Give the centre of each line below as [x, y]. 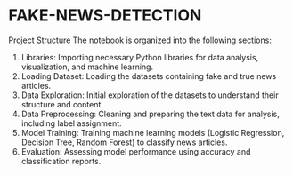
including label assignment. [71, 123]
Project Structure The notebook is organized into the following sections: [140, 40]
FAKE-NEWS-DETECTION [105, 16]
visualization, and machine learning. [87, 67]
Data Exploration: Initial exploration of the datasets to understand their [150, 95]
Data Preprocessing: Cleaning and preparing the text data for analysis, [150, 114]
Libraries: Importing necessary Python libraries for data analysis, [140, 57]
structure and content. [62, 104]
